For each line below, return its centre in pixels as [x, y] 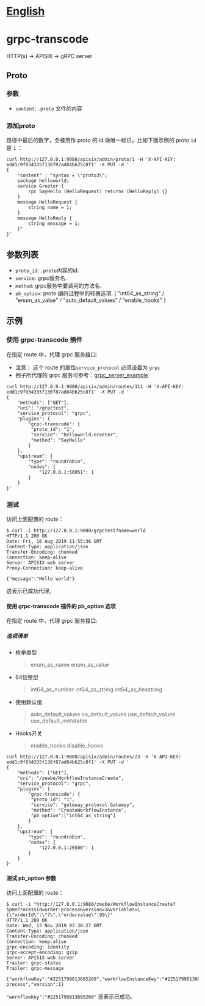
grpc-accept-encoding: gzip [42, 953]
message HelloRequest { [48, 202]
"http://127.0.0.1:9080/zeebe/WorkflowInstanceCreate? [104, 905]
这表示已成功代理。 [31, 590]
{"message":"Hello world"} [41, 579]
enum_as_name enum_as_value [70, 665]
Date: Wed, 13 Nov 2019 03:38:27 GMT [54, 926]
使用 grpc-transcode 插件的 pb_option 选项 [61, 606]
